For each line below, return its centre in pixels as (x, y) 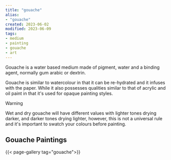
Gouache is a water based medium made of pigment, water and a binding (82, 67)
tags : (11, 34)
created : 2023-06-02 (27, 24)
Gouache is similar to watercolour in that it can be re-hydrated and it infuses (85, 83)
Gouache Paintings (36, 140)
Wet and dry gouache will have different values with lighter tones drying (81, 113)
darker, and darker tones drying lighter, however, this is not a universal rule (84, 118)
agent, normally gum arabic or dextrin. (45, 72)
